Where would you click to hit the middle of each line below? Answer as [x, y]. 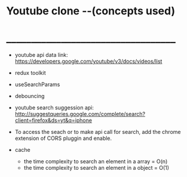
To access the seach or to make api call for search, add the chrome [98, 132]
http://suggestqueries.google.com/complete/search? [80, 114]
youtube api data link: [42, 55]
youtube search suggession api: [54, 108]
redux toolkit [30, 73]
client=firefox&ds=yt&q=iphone [53, 120]
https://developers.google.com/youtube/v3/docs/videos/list [88, 62]
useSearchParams [37, 84]
